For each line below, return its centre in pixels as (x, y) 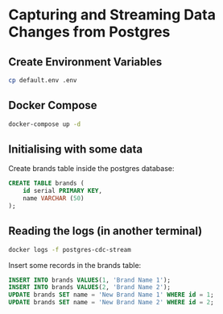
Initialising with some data (76, 149)
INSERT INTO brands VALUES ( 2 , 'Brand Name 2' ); (90, 287)
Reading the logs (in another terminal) (105, 231)
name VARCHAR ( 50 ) (54, 199)
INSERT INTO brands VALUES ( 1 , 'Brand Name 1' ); (90, 280)
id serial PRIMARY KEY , (63, 191)
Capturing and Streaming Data (112, 15)
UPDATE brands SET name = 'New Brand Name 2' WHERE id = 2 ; (111, 303)
